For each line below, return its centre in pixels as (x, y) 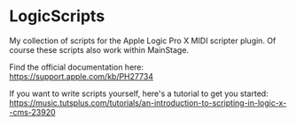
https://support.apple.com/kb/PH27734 (81, 76)
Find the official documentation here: (77, 67)
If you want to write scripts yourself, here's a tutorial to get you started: (139, 93)
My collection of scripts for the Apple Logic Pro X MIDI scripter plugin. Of (143, 41)
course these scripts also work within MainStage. (99, 49)
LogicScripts (57, 16)
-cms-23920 (32, 112)
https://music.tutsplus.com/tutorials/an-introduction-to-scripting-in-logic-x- (148, 102)
